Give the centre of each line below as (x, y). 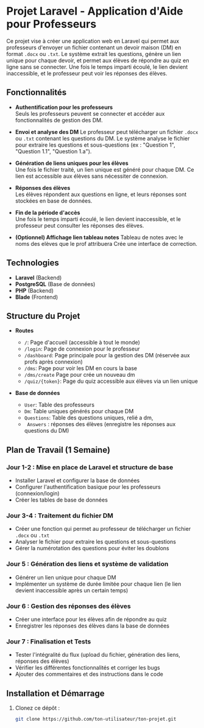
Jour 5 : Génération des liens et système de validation (87, 564)
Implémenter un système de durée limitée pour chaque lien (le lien (98, 584)
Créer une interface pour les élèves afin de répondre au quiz (91, 619)
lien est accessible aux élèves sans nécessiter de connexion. (92, 176)
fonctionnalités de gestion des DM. (59, 120)
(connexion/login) (37, 494)
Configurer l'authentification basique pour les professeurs (88, 487)
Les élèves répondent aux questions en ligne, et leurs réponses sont (101, 194)
